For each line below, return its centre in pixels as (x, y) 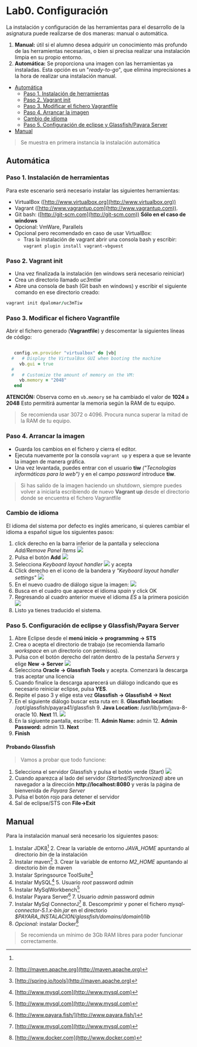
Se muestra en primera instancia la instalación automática (90, 142)
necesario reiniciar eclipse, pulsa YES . (61, 689)
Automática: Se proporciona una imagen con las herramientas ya (94, 63)
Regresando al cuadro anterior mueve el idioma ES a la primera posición (101, 597)
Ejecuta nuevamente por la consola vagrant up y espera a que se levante (103, 455)
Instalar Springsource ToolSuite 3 (54, 875)
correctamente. (39, 941)
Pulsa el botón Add (38, 557)
